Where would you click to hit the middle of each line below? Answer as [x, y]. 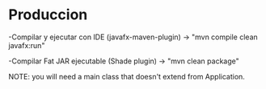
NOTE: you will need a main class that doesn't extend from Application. [127, 76]
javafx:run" [27, 45]
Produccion [48, 15]
